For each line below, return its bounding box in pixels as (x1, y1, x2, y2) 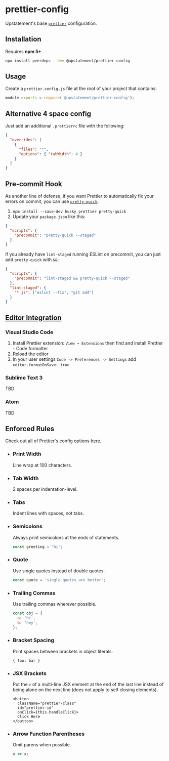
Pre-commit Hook (5, 180, 62, 188)
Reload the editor (12, 351, 49, 357)
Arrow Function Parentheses (12, 730, 85, 737)
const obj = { (12, 611, 43, 616)
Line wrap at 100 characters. (12, 462, 72, 468)
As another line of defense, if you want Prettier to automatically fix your (5, 193, 154, 199)
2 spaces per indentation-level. (12, 486, 78, 492)
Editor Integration (5, 313, 62, 322)
